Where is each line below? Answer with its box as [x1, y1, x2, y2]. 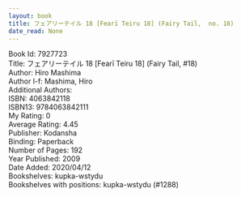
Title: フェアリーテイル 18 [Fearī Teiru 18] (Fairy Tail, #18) [8, 58, 198, 69]
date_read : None [8, 27, 63, 35]
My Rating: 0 [8, 111, 51, 121]
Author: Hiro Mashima [8, 68, 82, 78]
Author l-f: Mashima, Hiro [8, 76, 93, 86]
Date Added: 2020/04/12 [8, 163, 91, 173]
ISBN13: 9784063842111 [8, 102, 89, 112]
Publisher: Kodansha [8, 128, 78, 138]
